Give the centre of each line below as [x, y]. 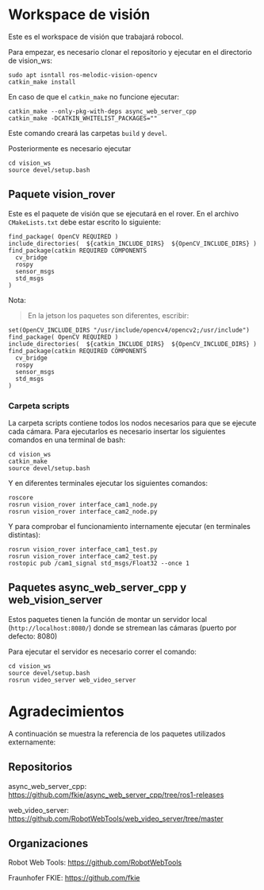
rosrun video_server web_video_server [72, 680]
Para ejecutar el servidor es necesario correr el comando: [102, 651]
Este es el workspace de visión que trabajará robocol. [96, 37]
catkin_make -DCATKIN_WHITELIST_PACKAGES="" [83, 118]
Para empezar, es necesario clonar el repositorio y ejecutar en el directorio [130, 52]
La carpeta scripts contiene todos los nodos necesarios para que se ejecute [132, 423]
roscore [21, 498]
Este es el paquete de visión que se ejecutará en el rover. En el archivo [124, 213]
